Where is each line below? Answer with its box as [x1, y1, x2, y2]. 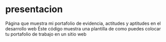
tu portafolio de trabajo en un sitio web [5, 31, 87, 37]
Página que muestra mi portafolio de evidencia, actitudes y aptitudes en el [5, 20, 161, 26]
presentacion [5, 4, 63, 15]
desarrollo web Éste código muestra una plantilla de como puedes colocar [5, 25, 161, 31]
